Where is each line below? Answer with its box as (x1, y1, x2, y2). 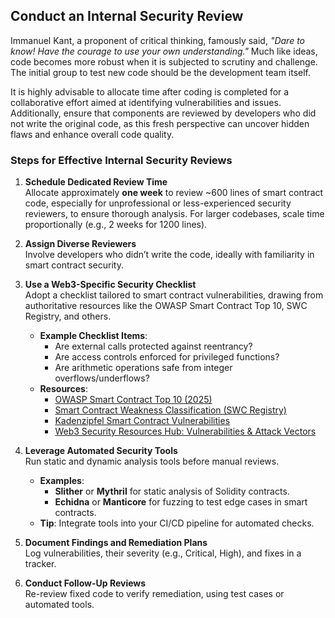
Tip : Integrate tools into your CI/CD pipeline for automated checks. (39, 517, 315, 529)
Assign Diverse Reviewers (24, 238, 137, 250)
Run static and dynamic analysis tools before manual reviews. (24, 455, 280, 468)
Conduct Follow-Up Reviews (24, 577, 147, 589)
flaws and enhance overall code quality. (10, 128, 175, 140)
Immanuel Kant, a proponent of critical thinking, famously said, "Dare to (10, 34, 306, 46)
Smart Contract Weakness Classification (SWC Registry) (54, 404, 287, 416)
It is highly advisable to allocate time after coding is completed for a (10, 85, 290, 98)
